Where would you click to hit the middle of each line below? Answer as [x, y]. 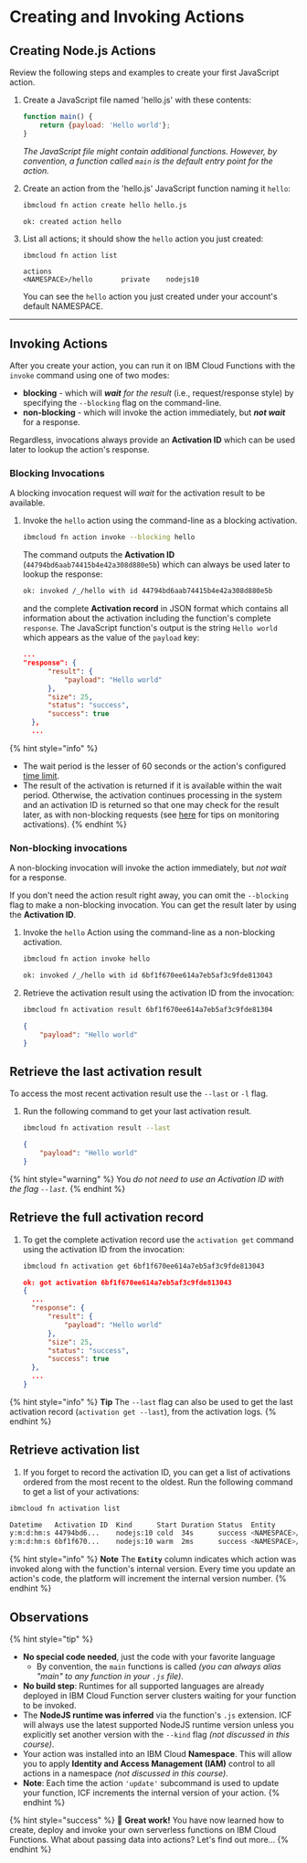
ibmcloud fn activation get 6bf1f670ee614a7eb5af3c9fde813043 [143, 1266]
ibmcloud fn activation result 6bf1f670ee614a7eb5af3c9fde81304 [148, 1010]
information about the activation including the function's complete [147, 618]
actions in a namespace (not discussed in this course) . [125, 1773]
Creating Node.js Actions [83, 51]
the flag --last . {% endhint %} [68, 1188]
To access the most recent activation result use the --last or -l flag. [139, 1093]
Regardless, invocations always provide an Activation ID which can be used [152, 440]
